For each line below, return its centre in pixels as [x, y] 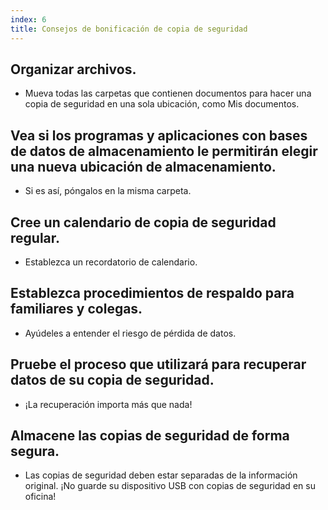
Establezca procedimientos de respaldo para [152, 293]
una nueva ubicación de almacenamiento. [143, 166]
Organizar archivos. [73, 69]
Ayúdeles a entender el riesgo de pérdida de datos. [130, 333]
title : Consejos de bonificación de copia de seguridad [129, 29]
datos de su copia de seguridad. [112, 380]
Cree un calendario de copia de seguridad [143, 222]
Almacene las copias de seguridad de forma [150, 435]
